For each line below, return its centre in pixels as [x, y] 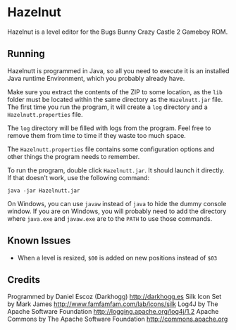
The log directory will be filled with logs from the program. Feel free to [109, 128]
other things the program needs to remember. [74, 156]
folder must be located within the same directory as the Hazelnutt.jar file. [115, 99]
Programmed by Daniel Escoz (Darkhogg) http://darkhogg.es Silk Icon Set [114, 297]
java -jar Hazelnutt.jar [44, 191]
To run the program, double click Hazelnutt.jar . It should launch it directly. [116, 170]
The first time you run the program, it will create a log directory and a [107, 107]
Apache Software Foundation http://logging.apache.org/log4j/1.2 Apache [113, 312]
